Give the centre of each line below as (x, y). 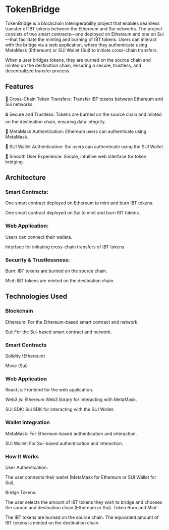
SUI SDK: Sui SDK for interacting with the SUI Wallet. (60, 409)
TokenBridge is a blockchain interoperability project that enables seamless (82, 23)
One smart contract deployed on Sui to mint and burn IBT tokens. (73, 213)
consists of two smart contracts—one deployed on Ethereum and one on (81, 34)
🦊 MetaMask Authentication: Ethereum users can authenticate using (76, 131)
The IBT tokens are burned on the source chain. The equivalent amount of (82, 517)
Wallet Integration (28, 422)
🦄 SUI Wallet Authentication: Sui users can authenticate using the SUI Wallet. (85, 146)
